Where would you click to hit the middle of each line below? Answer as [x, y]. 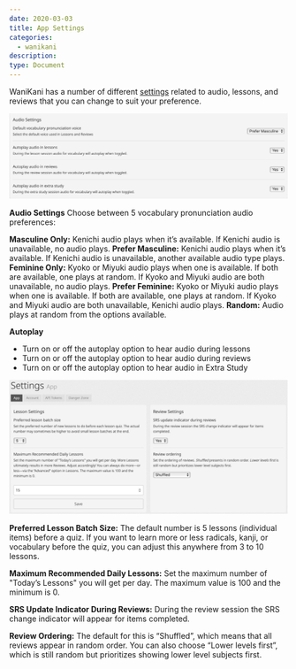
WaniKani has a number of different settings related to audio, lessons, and [144, 92]
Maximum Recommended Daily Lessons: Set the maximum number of [138, 573]
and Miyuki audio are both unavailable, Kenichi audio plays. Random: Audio [147, 305]
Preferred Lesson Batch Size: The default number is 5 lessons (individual [143, 528]
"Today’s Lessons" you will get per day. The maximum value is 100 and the [145, 583]
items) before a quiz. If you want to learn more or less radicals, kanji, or [139, 538]
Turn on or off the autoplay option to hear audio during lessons [136, 349]
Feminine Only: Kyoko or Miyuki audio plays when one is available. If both [144, 268]
